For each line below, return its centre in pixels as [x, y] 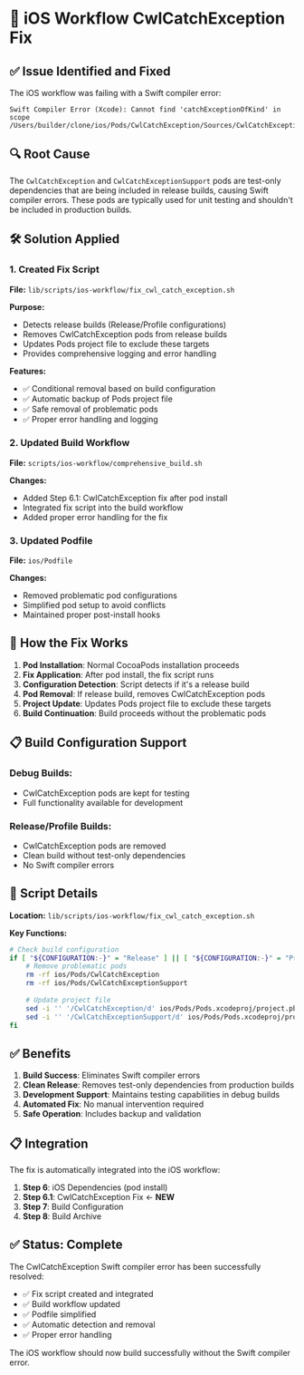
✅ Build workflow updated [71, 1303]
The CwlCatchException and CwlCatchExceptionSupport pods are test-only [146, 180]
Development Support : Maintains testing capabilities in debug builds [151, 1095]
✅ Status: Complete [66, 1245]
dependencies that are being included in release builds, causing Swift [139, 190]
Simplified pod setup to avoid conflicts [94, 605]
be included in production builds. [71, 209]
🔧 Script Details [53, 893]
